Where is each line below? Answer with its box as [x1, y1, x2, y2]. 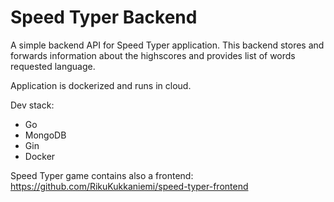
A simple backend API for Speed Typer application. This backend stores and [10, 39, 325, 51]
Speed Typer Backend [10, 6, 198, 29]
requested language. [10, 60, 96, 72]
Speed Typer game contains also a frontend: [10, 169, 194, 181]
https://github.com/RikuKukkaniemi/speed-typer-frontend [10, 180, 249, 192]
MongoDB [24, 129, 67, 141]
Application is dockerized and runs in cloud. [10, 79, 192, 91]
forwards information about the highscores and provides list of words [10, 49, 296, 61]
